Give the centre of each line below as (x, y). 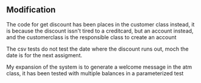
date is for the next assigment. (44, 55)
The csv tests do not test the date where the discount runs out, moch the (97, 49)
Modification (31, 10)
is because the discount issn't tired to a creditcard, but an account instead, (100, 31)
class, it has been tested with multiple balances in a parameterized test (95, 73)
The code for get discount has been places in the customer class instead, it (101, 24)
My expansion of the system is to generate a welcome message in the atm (99, 67)
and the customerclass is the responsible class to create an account (91, 37)
